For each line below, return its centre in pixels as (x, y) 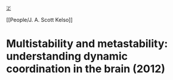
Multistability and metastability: (87, 44)
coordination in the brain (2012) (86, 69)
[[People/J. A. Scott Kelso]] (39, 20)
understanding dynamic (67, 57)
